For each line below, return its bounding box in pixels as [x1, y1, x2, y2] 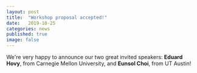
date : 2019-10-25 [6, 20, 56, 26]
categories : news [6, 25, 50, 32]
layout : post [6, 8, 40, 15]
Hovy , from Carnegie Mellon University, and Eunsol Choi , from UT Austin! [6, 60, 192, 67]
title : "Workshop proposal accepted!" [6, 14, 108, 21]
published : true [6, 31, 47, 37]
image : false [6, 37, 40, 43]
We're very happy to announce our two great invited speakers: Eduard [6, 54, 183, 60]
